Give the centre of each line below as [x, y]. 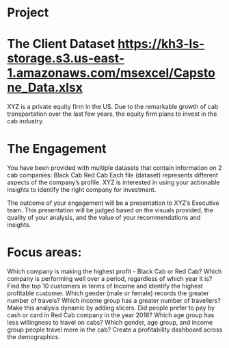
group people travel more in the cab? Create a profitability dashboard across [115, 330]
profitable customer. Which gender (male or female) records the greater [108, 293]
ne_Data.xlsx [45, 88]
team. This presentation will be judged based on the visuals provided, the [110, 210]
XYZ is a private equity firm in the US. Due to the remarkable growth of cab [113, 107]
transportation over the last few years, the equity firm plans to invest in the [112, 114]
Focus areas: [44, 252]
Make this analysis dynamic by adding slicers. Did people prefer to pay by [111, 308]
